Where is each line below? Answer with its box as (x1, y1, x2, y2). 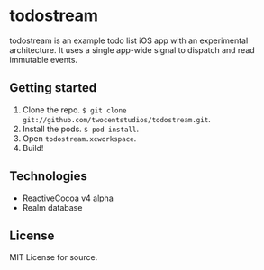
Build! (22, 142, 44, 153)
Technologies (9, 168, 88, 184)
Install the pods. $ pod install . (22, 123, 140, 134)
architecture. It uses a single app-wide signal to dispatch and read (9, 44, 255, 55)
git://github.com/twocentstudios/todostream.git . (22, 113, 212, 124)
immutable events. (9, 54, 78, 65)
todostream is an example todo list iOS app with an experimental (9, 35, 249, 46)
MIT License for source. (9, 252, 98, 263)
